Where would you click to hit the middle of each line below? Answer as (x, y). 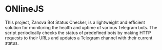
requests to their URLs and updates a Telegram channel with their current (79, 38)
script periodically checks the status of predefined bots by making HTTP (78, 33)
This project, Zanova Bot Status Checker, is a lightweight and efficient (75, 22)
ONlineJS (24, 9)
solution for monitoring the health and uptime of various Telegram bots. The (81, 27)
